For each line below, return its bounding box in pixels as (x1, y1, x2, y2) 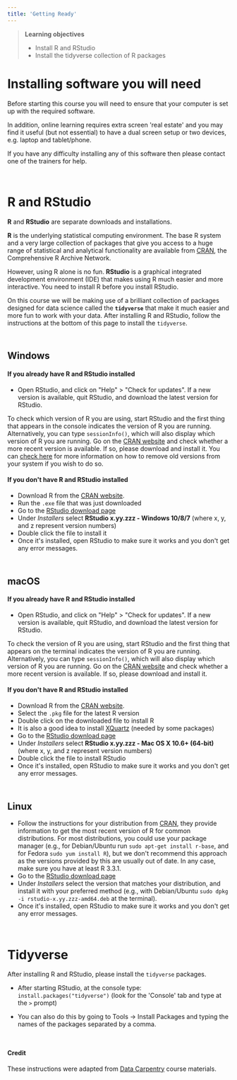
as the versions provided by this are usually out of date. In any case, (17, 857, 217, 866)
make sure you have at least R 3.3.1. (17, 864, 121, 873)
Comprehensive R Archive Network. (7, 253, 111, 262)
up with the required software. (7, 107, 95, 115)
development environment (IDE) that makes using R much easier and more (7, 275, 224, 283)
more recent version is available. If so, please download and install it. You (7, 444, 221, 453)
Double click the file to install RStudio (17, 754, 126, 763)
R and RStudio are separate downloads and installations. (7, 217, 172, 226)
